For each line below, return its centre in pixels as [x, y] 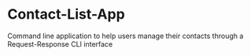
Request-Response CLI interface [60, 44]
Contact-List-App [66, 14]
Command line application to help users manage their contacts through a [125, 36]
